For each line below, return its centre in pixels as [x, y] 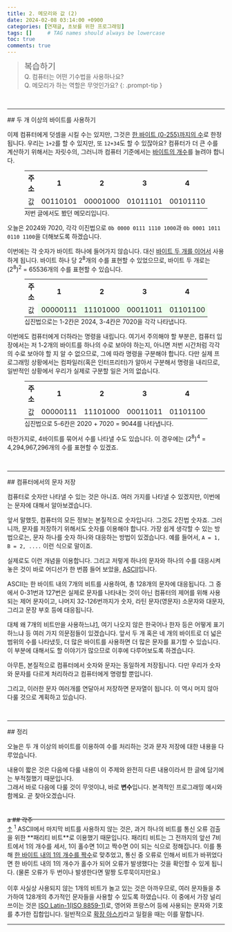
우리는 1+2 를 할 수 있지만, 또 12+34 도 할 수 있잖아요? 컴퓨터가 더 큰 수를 [123, 143]
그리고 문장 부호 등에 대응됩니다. [51, 610]
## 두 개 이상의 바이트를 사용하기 [51, 120]
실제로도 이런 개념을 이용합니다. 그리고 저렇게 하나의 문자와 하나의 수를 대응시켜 [114, 560]
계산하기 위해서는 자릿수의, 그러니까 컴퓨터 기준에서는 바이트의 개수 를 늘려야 [109, 152]
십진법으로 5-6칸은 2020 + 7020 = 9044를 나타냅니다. [99, 424]
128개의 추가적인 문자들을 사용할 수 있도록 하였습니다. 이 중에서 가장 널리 [123, 897]
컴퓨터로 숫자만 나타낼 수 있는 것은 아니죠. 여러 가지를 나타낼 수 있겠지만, [105, 496]
